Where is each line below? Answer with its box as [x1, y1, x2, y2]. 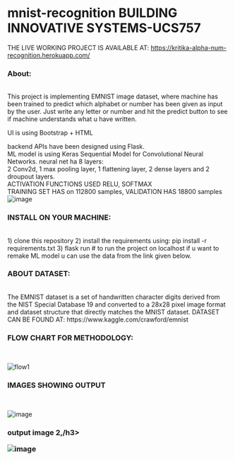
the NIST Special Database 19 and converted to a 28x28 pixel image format [7, 300, 226, 309]
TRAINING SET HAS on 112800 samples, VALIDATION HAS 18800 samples [7, 188, 222, 196]
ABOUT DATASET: [7, 269, 71, 279]
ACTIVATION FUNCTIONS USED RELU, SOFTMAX [7, 180, 152, 188]
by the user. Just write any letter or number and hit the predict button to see [7, 108, 228, 116]
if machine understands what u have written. [7, 115, 138, 123]
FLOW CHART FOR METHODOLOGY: [7, 333, 134, 343]
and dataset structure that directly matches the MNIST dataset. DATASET [7, 307, 220, 316]
